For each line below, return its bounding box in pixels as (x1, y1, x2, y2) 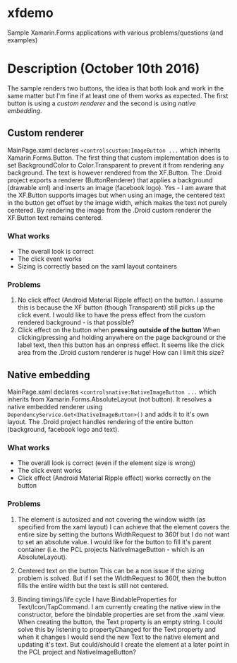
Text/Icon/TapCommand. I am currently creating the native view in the (17, 602, 221, 611)
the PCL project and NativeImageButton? (17, 647, 136, 656)
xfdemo (7, 5, 54, 21)
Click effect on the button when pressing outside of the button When (17, 326, 221, 334)
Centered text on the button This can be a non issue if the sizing (17, 566, 205, 575)
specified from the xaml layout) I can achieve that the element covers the (17, 522, 230, 531)
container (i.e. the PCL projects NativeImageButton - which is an (17, 545, 205, 553)
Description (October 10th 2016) (7, 61, 200, 77)
